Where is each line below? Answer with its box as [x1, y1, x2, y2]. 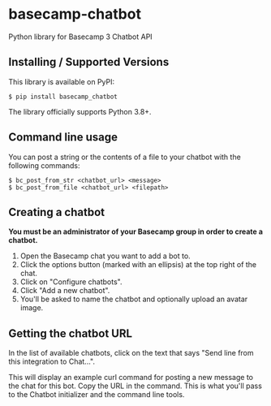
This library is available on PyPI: [8, 76, 115, 86]
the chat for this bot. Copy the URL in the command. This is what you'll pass [8, 381, 262, 391]
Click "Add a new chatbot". [19, 286, 110, 296]
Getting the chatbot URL [8, 326, 132, 340]
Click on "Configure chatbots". [19, 277, 123, 287]
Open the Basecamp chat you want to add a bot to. [19, 251, 191, 261]
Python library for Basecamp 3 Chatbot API [8, 32, 153, 41]
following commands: [8, 160, 80, 171]
